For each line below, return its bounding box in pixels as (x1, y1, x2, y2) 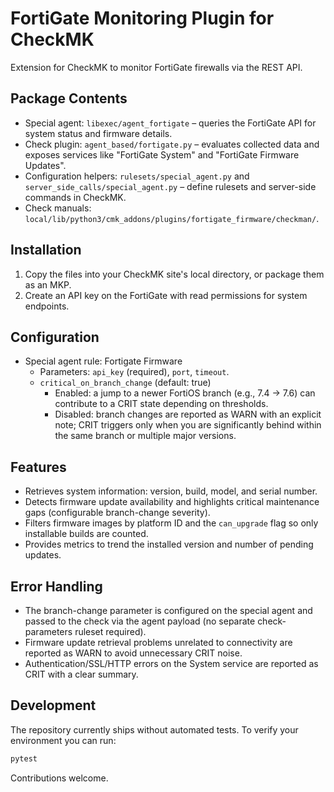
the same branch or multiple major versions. (54, 430, 237, 442)
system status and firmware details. (24, 127, 173, 139)
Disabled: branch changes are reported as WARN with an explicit (54, 408, 322, 421)
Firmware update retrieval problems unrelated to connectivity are (24, 637, 293, 648)
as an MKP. (24, 278, 72, 291)
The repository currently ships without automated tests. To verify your (10, 723, 299, 736)
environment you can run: (10, 734, 117, 746)
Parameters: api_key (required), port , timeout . (39, 366, 230, 378)
